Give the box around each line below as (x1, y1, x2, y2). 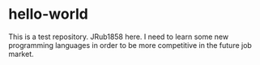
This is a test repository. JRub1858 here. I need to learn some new (8, 32, 229, 41)
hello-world (8, 5, 89, 24)
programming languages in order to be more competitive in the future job (8, 40, 253, 50)
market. (8, 49, 34, 58)
